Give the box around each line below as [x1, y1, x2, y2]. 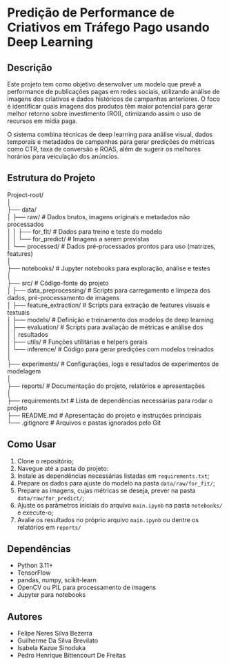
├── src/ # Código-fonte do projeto [7, 279, 109, 287]
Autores [7, 611, 43, 622]
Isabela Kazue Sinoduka [17, 644, 86, 652]
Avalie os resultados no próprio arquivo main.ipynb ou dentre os [17, 515, 199, 524]
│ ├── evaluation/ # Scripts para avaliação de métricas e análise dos [7, 323, 203, 331]
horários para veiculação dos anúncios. [7, 152, 119, 160]
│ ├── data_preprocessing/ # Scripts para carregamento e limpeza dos [7, 286, 210, 295]
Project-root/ [7, 190, 44, 198]
